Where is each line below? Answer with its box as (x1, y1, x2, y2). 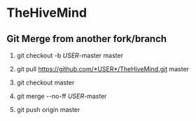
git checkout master (16, 78, 75, 87)
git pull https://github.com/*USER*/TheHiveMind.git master (16, 65, 190, 73)
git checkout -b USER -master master (16, 51, 124, 59)
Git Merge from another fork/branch (6, 33, 167, 45)
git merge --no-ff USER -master (16, 92, 107, 100)
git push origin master (16, 106, 80, 113)
